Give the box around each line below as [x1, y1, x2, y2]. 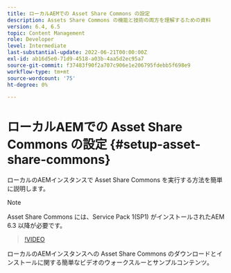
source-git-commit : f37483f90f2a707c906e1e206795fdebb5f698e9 [7, 62, 191, 69]
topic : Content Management [7, 29, 85, 37]
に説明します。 [7, 185, 50, 193]
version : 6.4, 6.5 [7, 23, 60, 30]
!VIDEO [24, 235, 45, 244]
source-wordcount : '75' [7, 74, 76, 82]
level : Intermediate [7, 42, 67, 49]
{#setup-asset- [110, 137, 201, 153]
